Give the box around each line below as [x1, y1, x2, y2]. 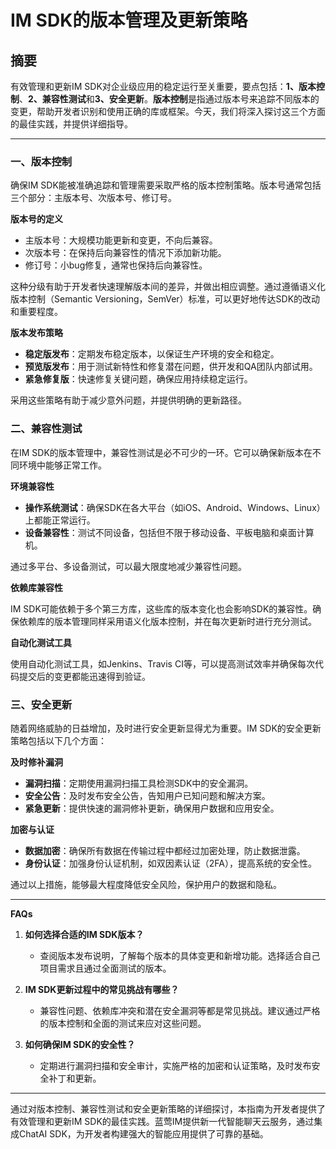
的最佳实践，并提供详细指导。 [10, 118, 133, 130]
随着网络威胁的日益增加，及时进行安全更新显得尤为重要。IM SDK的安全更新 [10, 722, 322, 734]
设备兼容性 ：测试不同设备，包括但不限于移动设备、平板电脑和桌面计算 [24, 526, 315, 538]
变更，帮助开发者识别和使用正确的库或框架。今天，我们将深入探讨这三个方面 [10, 106, 326, 117]
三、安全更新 [10, 697, 73, 711]
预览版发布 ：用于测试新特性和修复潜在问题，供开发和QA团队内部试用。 [24, 361, 318, 373]
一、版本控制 [10, 154, 73, 168]
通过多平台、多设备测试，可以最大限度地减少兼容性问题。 [10, 560, 247, 572]
